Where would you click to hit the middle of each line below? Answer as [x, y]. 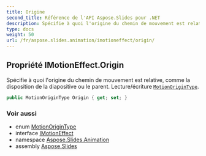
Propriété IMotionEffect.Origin [65, 65]
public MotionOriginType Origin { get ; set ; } [67, 98]
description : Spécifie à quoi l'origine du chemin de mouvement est [96, 23]
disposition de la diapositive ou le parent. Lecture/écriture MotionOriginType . [103, 86]
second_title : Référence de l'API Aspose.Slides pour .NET [83, 18]
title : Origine [26, 12]
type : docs [20, 29]
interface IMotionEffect [44, 133]
